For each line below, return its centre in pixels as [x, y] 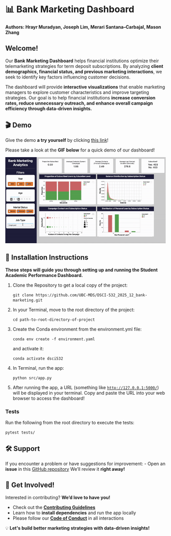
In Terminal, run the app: [38, 368]
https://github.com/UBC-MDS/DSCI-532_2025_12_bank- [91, 295]
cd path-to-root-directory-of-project [54, 320]
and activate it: [28, 348]
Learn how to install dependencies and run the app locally [74, 513]
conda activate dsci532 [38, 359]
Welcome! [22, 48]
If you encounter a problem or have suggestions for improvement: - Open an [85, 464]
